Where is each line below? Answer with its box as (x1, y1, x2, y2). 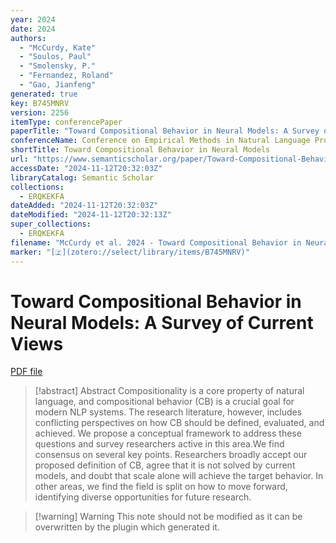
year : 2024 (10, 14, 56, 25)
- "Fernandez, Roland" (19, 71, 114, 81)
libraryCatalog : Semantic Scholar (10, 172, 155, 183)
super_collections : (10, 219, 92, 230)
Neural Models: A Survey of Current (10, 311, 314, 334)
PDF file (10, 366, 43, 378)
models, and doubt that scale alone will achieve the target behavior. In (34, 470, 324, 482)
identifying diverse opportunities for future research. (34, 491, 252, 503)
